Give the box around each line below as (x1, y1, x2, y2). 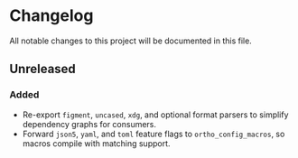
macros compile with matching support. (22, 137, 171, 149)
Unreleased (9, 61, 77, 77)
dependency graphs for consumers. (22, 118, 156, 129)
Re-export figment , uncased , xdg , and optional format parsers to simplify (22, 109, 289, 120)
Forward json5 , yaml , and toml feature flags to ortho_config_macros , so (22, 128, 285, 139)
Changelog (9, 5, 94, 26)
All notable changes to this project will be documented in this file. (9, 35, 253, 46)
